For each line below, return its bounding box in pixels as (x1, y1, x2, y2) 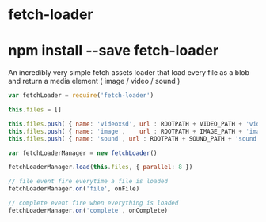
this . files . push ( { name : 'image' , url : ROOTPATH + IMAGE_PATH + (8, 127, 243, 135)
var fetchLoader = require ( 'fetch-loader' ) (8, 92, 154, 100)
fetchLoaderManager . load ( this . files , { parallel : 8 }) (8, 164, 193, 171)
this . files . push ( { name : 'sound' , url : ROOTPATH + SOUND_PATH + (8, 134, 232, 143)
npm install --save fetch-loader (8, 42, 219, 60)
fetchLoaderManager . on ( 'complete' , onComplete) (8, 206, 169, 214)
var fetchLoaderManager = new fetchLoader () (8, 149, 158, 157)
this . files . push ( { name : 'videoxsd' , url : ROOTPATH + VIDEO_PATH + (8, 120, 243, 128)
